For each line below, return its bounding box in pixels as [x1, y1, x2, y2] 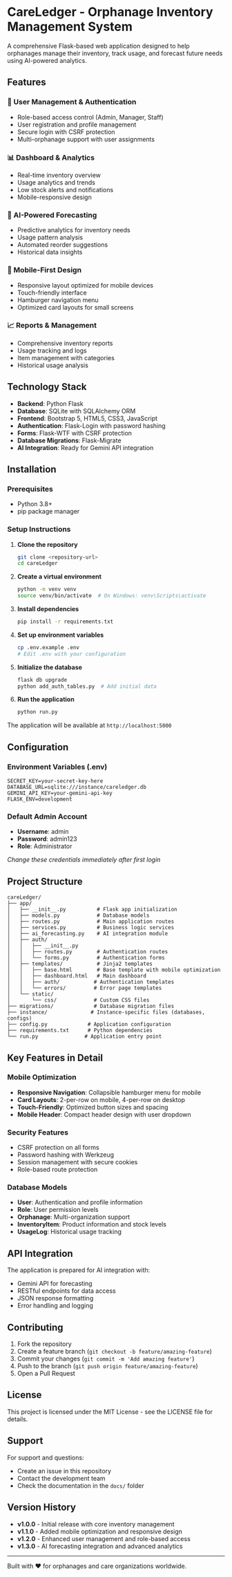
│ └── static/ [7, 991, 54, 998]
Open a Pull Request [17, 1370, 76, 1378]
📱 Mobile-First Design [7, 265, 81, 275]
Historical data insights [17, 248, 83, 256]
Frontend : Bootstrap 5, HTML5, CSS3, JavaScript [17, 414, 157, 422]
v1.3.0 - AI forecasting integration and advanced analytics [17, 1542, 183, 1550]
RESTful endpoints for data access [17, 1287, 116, 1295]
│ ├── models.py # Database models [7, 912, 150, 920]
